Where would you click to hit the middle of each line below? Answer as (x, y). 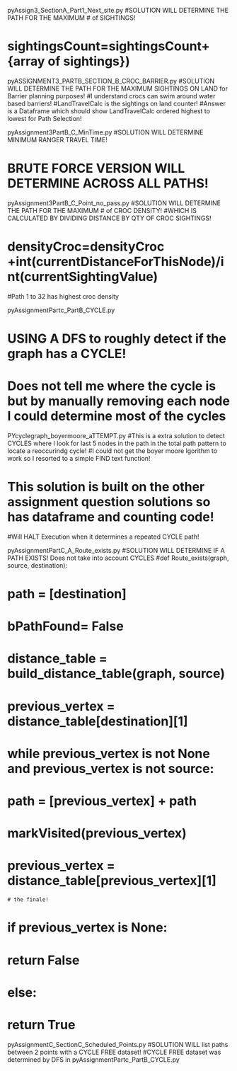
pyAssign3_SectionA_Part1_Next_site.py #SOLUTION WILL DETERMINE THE (118, 10)
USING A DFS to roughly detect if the (117, 338)
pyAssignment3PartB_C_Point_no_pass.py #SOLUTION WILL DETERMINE (114, 203)
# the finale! (28, 900)
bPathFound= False (65, 626)
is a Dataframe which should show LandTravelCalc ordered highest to (109, 111)
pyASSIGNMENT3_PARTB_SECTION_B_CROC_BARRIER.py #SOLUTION (111, 81)
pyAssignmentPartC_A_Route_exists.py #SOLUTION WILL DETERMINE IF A (116, 550)
